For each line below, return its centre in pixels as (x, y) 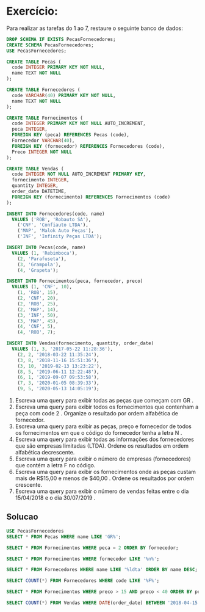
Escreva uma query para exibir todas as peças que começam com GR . (104, 401)
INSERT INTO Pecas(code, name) (46, 248)
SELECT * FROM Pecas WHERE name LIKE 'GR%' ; (64, 537)
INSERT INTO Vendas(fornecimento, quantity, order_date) (80, 343)
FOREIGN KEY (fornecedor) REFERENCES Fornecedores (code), (88, 146)
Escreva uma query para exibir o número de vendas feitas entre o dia (102, 491)
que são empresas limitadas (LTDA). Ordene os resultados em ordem (102, 446)
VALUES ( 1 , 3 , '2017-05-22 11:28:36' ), (63, 349)
